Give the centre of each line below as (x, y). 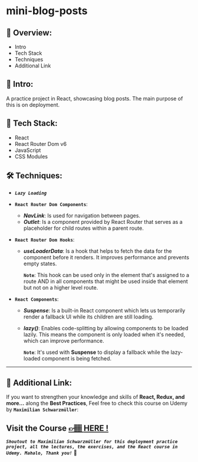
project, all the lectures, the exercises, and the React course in (92, 447)
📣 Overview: (29, 33)
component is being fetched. (77, 359)
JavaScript (28, 150)
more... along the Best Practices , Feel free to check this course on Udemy (97, 404)
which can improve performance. (64, 341)
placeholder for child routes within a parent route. (84, 228)
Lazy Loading (31, 193)
